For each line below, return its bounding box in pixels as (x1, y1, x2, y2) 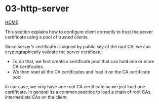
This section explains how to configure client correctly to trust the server (5, 29, 153, 35)
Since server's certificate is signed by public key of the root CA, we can (5, 43, 151, 49)
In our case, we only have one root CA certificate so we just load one (5, 83, 146, 89)
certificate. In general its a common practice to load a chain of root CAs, (5, 89, 152, 95)
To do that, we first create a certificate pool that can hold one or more (12, 58, 155, 64)
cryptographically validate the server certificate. (5, 49, 103, 55)
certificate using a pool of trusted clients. (5, 34, 89, 40)
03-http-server (5, 3, 70, 14)
